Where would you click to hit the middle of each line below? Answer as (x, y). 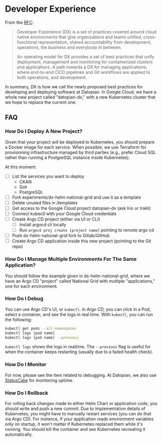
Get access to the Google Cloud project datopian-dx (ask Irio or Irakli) (81, 208)
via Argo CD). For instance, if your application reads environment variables (79, 419)
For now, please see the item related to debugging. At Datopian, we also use (81, 375)
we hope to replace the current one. (41, 102)
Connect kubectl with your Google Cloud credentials (64, 213)
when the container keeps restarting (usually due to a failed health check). (79, 352)
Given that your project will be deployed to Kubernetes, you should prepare (80, 142)
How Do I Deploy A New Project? (44, 131)
